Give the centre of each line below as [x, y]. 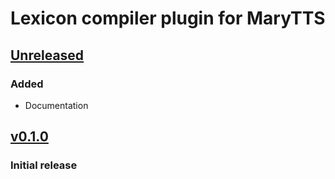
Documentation [56, 105]
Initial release [44, 165]
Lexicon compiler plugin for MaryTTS [168, 18]
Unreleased [47, 55]
